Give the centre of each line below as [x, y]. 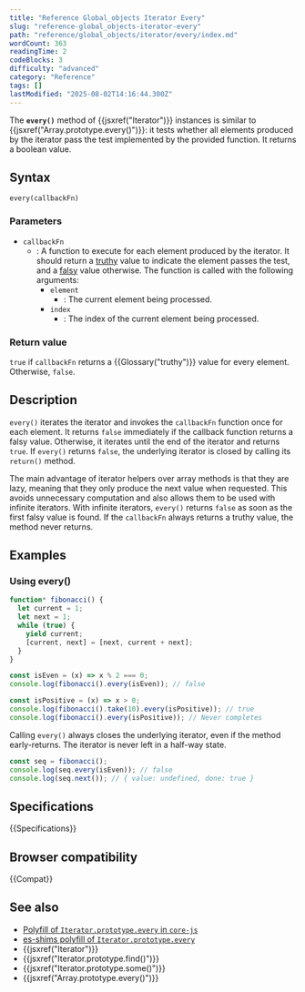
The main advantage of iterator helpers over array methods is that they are [149, 478]
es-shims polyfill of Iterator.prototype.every [109, 939]
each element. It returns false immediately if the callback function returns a [152, 431]
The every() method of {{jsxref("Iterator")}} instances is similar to [133, 120]
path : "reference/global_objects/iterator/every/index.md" [124, 35]
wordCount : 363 [38, 43]
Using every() [40, 582]
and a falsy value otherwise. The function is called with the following [165, 270]
